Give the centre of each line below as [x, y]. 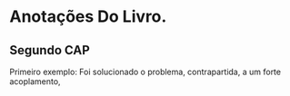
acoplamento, [35, 82]
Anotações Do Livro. [88, 17]
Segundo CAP [50, 50]
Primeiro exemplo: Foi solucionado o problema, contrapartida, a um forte [145, 72]
